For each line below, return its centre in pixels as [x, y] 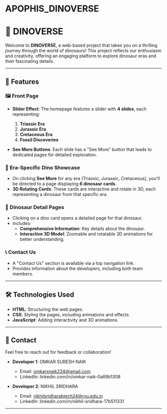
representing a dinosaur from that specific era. [60, 195]
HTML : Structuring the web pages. [48, 309]
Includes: [22, 223]
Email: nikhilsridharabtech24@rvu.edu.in [61, 396]
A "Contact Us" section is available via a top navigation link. [74, 263]
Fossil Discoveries [39, 140]
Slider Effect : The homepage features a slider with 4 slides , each [79, 109]
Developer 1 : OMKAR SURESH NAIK [49, 362]
